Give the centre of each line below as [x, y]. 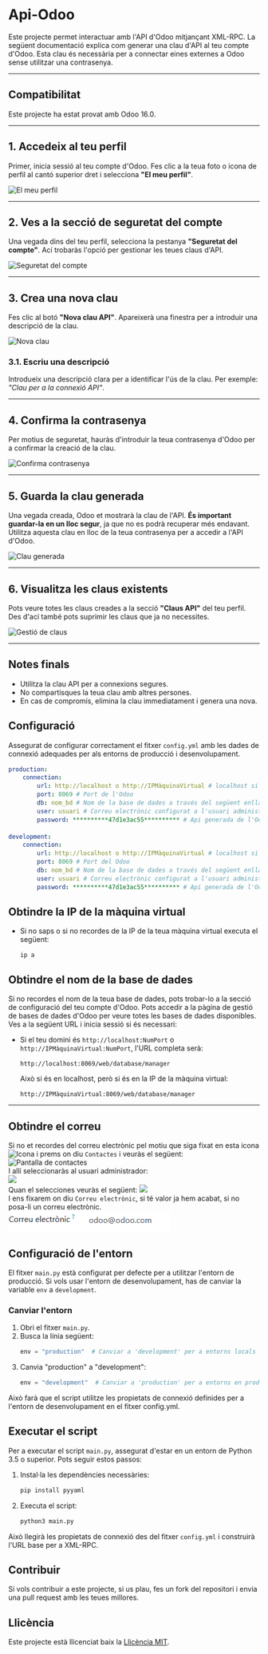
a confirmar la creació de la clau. [62, 448]
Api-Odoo [41, 15]
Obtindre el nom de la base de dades [101, 979]
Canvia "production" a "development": [83, 1367]
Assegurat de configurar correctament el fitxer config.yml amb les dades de [134, 745]
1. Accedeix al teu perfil [67, 146]
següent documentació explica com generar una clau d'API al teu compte [129, 45]
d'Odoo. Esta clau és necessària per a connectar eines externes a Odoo [126, 53]
